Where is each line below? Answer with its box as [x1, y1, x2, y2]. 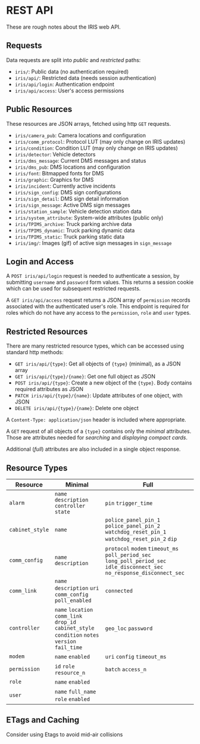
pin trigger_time [105, 500, 153, 507]
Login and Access [6, 256, 74, 266]
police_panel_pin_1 [105, 517, 161, 523]
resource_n [54, 669, 86, 676]
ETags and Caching [6, 715, 80, 725]
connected [105, 588, 133, 594]
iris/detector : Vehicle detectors [14, 150, 96, 158]
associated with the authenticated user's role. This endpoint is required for [6, 303, 189, 310]
